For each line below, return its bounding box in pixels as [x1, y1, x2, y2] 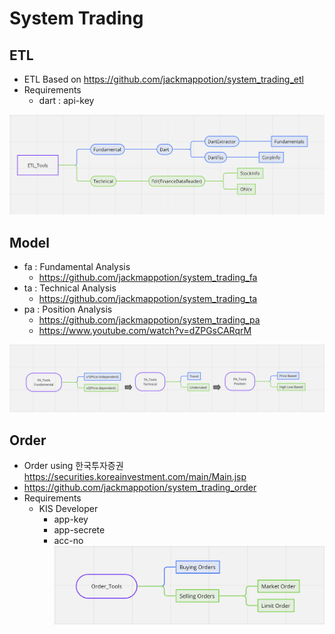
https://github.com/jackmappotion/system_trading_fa [38, 271, 258, 283]
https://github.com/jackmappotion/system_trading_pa [38, 313, 261, 326]
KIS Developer [38, 503, 99, 515]
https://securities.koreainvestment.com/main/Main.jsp [23, 471, 247, 483]
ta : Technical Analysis [23, 282, 117, 294]
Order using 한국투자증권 [23, 460, 124, 472]
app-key [53, 513, 89, 526]
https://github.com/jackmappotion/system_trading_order [23, 482, 257, 494]
